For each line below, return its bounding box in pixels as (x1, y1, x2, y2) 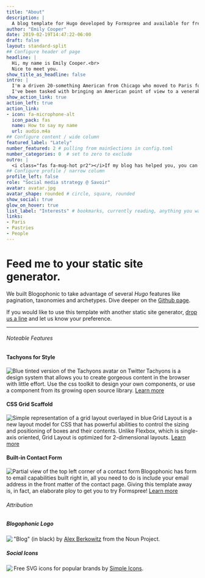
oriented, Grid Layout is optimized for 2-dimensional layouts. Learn (18, 433, 186, 441)
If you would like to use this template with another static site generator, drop (6, 308, 198, 315)
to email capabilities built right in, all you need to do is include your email (6, 474, 189, 481)
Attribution (6, 501, 33, 508)
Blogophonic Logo (6, 520, 54, 527)
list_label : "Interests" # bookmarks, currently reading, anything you (6, 208, 192, 214)
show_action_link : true (6, 94, 67, 100)
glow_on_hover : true (6, 202, 59, 208)
